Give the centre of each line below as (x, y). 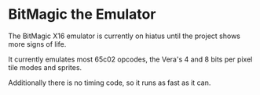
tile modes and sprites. (45, 67)
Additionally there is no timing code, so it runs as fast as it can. (110, 83)
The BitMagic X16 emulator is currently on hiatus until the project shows (125, 36)
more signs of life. (37, 44)
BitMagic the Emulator (82, 14)
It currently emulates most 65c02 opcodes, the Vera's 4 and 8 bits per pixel (130, 59)
